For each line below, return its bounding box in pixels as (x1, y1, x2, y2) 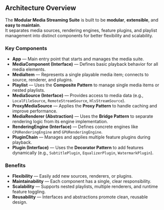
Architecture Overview (5, 4, 76, 12)
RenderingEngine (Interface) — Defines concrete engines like (12, 124, 139, 130)
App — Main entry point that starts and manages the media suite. (12, 56, 144, 62)
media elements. (12, 66, 46, 73)
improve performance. (12, 108, 58, 114)
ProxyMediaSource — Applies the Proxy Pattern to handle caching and (12, 103, 158, 109)
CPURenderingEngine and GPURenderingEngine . (12, 129, 103, 135)
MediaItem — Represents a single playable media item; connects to (12, 72, 149, 78)
